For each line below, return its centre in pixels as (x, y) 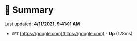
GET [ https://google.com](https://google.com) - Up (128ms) (72, 33)
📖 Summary (29, 10)
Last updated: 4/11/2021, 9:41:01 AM (42, 24)
